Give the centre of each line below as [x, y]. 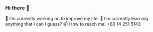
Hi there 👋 [18, 8]
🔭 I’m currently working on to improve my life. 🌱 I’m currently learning [77, 19]
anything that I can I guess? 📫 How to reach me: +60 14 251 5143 [73, 24]
